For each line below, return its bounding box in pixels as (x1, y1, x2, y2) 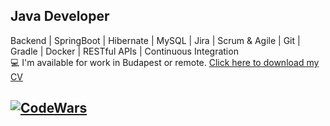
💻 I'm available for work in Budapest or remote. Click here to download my (10, 56, 320, 68)
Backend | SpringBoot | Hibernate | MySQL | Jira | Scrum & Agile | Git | (10, 34, 301, 46)
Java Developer (10, 8, 110, 25)
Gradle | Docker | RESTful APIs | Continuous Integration (10, 45, 239, 57)
